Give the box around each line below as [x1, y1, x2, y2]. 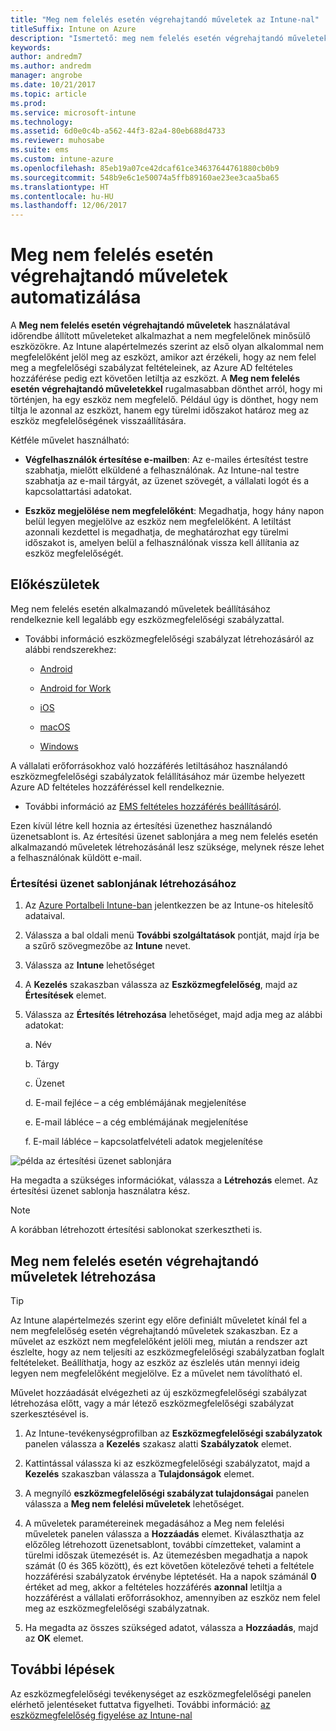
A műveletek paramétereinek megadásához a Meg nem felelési [24, 1517, 285, 1529]
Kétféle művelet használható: [10, 434, 130, 446]
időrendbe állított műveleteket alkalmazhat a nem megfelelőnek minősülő [10, 330, 311, 342]
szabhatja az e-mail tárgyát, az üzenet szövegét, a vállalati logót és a [24, 475, 310, 487]
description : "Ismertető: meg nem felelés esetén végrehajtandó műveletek [10, 33, 329, 43]
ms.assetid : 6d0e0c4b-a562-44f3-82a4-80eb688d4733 [10, 126, 226, 136]
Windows [39, 740, 79, 752]
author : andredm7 [10, 52, 83, 62]
